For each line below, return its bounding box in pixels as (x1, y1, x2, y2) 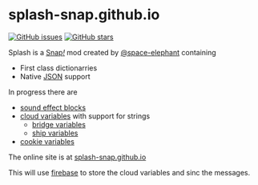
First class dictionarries (19, 62, 98, 73)
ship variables (31, 128, 79, 138)
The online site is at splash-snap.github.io (8, 152, 147, 162)
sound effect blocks (19, 103, 87, 112)
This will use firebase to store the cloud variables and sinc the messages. (8, 167, 251, 177)
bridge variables (31, 119, 87, 129)
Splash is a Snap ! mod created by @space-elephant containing (8, 47, 216, 57)
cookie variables (19, 136, 75, 146)
